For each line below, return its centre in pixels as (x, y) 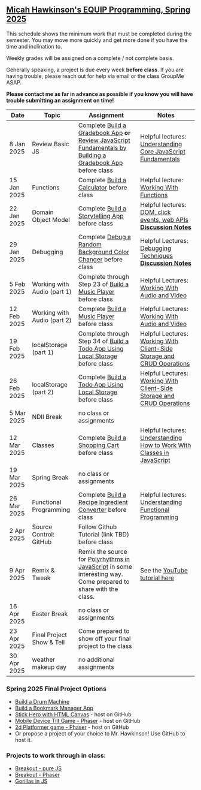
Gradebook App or (104, 132)
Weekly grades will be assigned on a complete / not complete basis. (90, 58)
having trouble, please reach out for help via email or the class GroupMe (95, 76)
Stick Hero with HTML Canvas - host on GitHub (73, 714)
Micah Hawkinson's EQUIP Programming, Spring (98, 10)
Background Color (104, 252)
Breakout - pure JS (38, 768)
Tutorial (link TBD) (104, 534)
